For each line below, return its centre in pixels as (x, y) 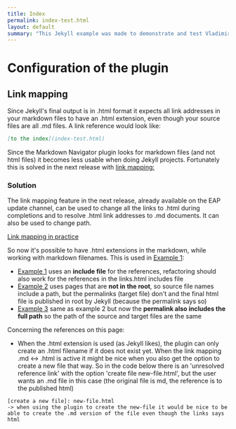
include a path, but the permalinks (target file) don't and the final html (118, 294)
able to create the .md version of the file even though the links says (116, 414)
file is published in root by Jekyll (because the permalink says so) (112, 301)
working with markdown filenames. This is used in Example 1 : (96, 258)
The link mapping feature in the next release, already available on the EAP (114, 200)
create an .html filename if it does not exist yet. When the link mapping (119, 351)
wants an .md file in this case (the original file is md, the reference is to (120, 381)
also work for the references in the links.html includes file (100, 279)
